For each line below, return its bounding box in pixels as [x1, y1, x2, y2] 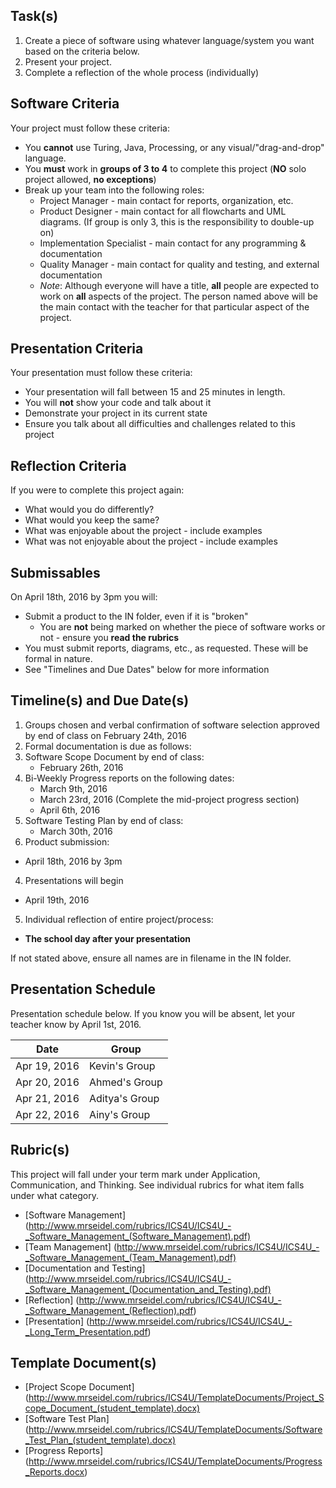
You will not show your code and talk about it [24, 397, 212, 409]
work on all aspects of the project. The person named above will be [39, 290, 318, 302]
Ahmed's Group [89, 1075, 163, 1089]
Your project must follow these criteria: [10, 122, 170, 134]
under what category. [10, 1189, 99, 1201]
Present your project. [24, 55, 112, 68]
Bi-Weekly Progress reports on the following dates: [24, 772, 235, 784]
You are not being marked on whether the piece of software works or [39, 621, 326, 633]
